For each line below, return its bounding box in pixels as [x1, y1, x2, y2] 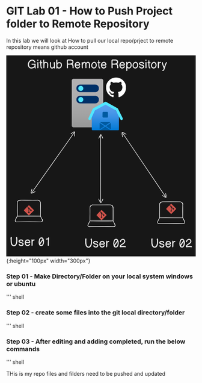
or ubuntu [6, 280, 36, 288]
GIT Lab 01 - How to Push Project [6, 4, 173, 18]
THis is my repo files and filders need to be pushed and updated [6, 370, 166, 378]
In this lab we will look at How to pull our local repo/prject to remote [6, 37, 174, 44]
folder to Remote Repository [6, 17, 150, 31]
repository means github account [6, 43, 89, 51]
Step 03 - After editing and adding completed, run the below [6, 337, 186, 346]
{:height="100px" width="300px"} [6, 257, 91, 264]
